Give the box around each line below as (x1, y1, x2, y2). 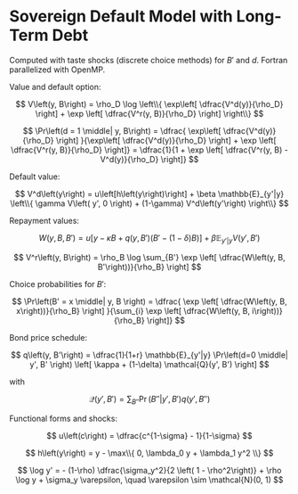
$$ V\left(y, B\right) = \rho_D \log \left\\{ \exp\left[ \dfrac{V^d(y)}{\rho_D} (15, 98, 284, 109)
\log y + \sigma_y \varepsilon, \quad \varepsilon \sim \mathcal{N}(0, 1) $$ (15, 474, 284, 485)
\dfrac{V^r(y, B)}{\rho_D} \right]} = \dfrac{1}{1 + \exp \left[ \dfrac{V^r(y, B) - (10, 144, 289, 155)
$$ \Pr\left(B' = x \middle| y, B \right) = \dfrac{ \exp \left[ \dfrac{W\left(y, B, (12, 296, 287, 307)
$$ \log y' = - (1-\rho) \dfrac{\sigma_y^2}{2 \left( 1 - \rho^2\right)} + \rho (17, 465, 282, 475)
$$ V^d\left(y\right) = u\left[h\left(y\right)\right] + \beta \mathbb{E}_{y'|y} (14, 188, 285, 199)
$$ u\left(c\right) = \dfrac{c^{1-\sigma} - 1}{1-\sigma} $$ (46, 430, 253, 440)
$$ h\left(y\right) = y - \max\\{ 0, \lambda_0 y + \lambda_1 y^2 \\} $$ (25, 448, 274, 458)
